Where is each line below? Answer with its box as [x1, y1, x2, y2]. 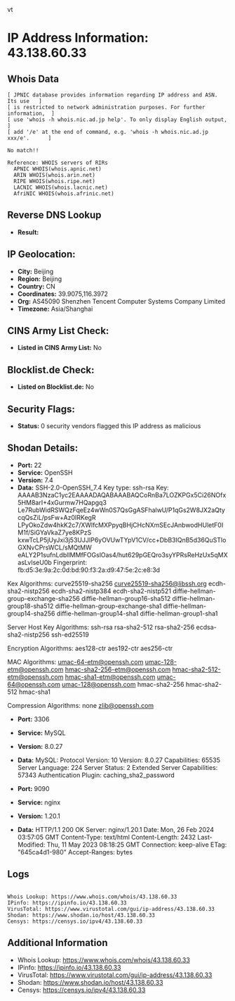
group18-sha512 [7, 602, 54, 610]
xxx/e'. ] [7, 135, 52, 142]
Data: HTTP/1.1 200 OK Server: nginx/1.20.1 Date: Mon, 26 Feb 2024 [17, 825, 214, 833]
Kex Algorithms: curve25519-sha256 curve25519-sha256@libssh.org [7, 579, 207, 587]
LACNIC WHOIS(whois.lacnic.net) [13, 184, 109, 191]
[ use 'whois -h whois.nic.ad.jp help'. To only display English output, [7, 116, 228, 123]
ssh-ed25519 [51, 630, 89, 639]
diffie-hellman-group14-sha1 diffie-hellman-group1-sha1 [56, 609, 218, 618]
